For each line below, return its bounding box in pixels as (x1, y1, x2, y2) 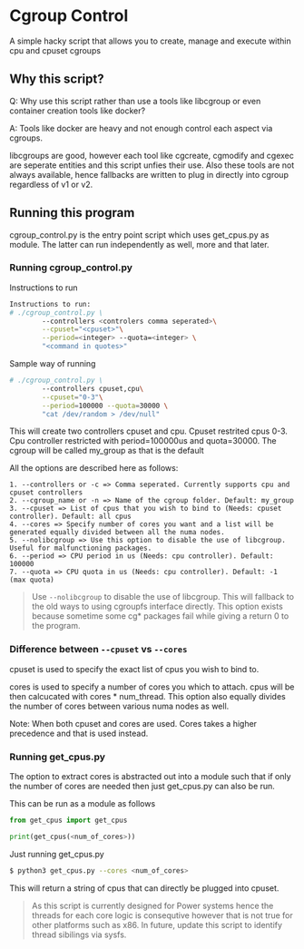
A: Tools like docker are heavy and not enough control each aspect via (9, 122, 273, 133)
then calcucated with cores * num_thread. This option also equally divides (9, 690, 286, 701)
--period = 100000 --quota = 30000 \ (42, 401, 169, 410)
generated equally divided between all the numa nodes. (9, 528, 225, 537)
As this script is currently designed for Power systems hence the (31, 900, 274, 911)
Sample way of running (9, 358, 96, 369)
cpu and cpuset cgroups (9, 44, 102, 55)
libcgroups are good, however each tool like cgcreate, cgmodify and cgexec (9, 150, 295, 161)
